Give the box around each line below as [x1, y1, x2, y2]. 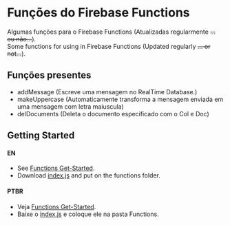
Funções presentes [7, 69, 92, 81]
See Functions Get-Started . [17, 164, 95, 173]
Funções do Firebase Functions [7, 5, 190, 21]
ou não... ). [7, 34, 36, 43]
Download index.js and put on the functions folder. [17, 171, 160, 180]
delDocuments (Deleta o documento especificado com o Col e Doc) [17, 109, 210, 118]
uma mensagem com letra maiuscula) [17, 102, 124, 111]
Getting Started [7, 129, 75, 142]
